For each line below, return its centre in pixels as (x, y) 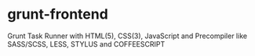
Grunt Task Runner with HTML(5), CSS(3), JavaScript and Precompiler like (127, 36)
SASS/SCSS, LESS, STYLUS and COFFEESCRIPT (86, 44)
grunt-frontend (58, 14)
